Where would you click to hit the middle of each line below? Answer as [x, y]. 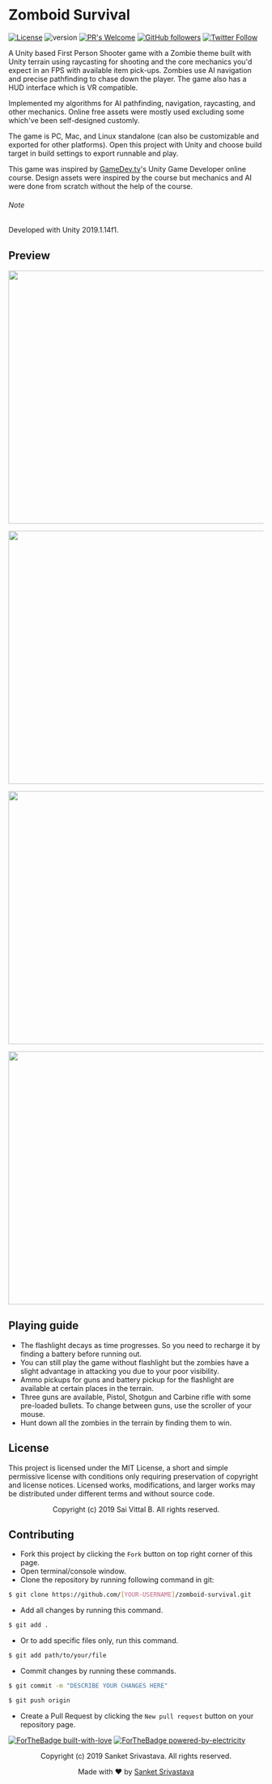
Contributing [41, 1534]
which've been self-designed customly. [74, 120]
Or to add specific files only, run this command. [99, 1641]
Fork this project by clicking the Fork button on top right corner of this [136, 1554]
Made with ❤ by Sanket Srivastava [136, 1771]
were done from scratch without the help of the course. [101, 186]
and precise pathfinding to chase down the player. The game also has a [127, 79]
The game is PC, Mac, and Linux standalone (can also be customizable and [134, 136]
